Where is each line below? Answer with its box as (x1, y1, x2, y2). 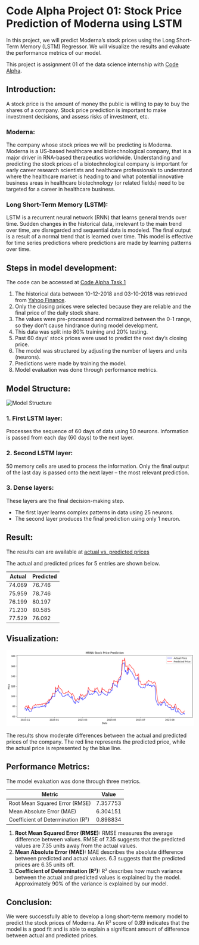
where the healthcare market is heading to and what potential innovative (6, 173, 184, 180)
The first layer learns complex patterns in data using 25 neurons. (14, 508, 174, 516)
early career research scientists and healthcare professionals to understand (6, 167, 192, 174)
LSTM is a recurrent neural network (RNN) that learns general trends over (6, 214, 186, 221)
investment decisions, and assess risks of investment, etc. (6, 113, 150, 120)
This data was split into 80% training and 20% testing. (14, 328, 148, 335)
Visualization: (6, 633, 59, 644)
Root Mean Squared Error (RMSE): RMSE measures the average (14, 829, 173, 837)
